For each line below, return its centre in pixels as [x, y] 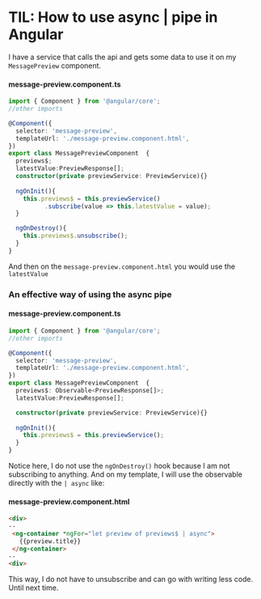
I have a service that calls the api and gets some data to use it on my [122, 57]
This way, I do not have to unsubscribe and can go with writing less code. [131, 580]
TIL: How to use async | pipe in [113, 17]
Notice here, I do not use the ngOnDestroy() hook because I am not [119, 466]
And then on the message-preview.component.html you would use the [122, 266]
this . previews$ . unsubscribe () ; [76, 236]
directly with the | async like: [57, 483]
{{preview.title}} [50, 541]
